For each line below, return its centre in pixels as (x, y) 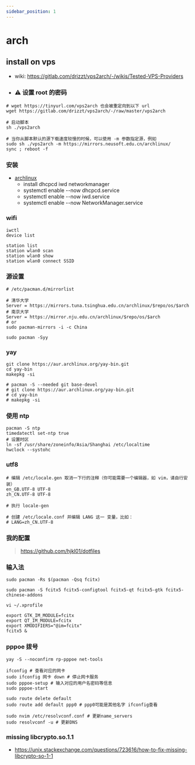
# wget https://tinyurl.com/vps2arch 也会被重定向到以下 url (78, 106)
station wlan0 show (30, 256)
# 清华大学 (18, 300)
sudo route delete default (39, 698)
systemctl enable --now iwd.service (66, 197)
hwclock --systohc (28, 450)
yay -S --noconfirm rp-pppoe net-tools (55, 659)
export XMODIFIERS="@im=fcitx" (44, 626)
